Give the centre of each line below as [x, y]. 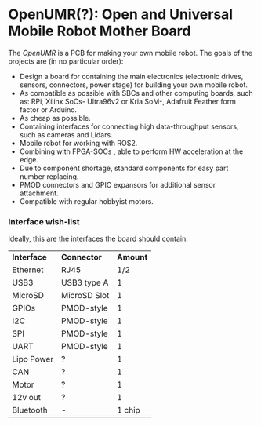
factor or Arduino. [48, 109]
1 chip [129, 410]
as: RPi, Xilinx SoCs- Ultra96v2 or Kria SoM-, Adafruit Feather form [128, 101]
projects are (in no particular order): [66, 61]
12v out [27, 398]
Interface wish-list [44, 221]
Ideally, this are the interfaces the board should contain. [98, 239]
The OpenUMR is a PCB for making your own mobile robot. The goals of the [130, 53]
